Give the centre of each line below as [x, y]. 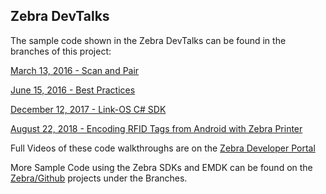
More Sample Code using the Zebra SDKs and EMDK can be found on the [161, 167]
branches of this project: [61, 51]
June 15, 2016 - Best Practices [73, 90]
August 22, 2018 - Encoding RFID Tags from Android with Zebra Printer [156, 128]
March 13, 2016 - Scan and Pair [75, 70]
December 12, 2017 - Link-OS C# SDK [88, 109]
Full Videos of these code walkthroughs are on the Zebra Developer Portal [163, 148]
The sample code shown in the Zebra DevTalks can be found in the [148, 40]
